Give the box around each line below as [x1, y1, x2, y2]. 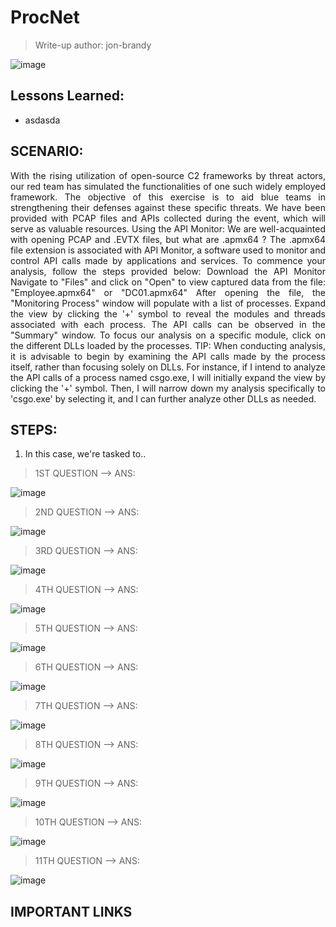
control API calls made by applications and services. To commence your [10, 254, 326, 266]
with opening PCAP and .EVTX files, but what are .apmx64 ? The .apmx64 [10, 233, 326, 245]
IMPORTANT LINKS [10, 903, 133, 920]
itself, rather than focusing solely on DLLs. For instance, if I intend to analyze [10, 361, 326, 373]
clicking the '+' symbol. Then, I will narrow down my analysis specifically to [10, 382, 326, 394]
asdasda [24, 114, 61, 126]
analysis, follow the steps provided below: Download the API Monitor [10, 265, 326, 277]
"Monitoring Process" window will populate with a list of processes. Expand [10, 297, 326, 309]
